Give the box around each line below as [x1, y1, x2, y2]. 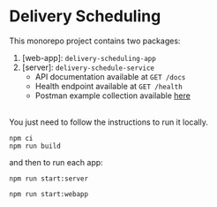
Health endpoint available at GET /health [34, 80, 183, 91]
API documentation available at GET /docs [34, 71, 186, 81]
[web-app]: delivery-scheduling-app [21, 52, 156, 63]
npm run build [9, 142, 62, 150]
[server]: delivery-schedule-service [21, 62, 155, 73]
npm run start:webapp [9, 189, 89, 198]
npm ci [9, 134, 34, 142]
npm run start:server [9, 174, 89, 183]
